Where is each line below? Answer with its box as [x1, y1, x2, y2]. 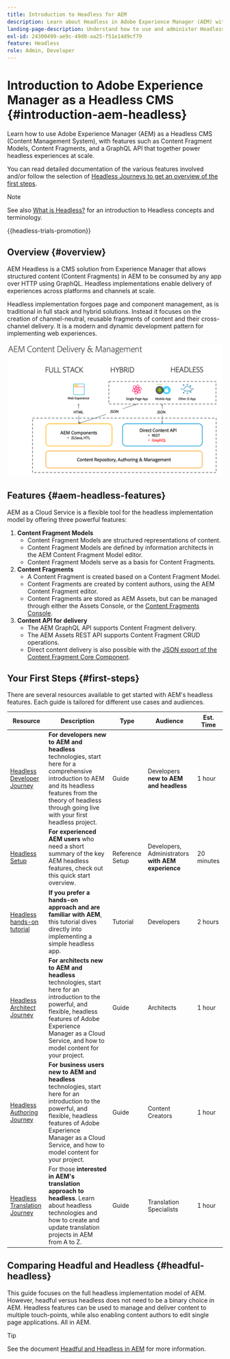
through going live [48, 803, 100, 812]
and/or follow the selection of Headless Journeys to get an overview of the [7, 172, 218, 180]
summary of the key [48, 849, 105, 858]
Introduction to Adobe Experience [7, 78, 203, 93]
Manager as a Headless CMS [7, 93, 175, 108]
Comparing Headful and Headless [7, 1260, 155, 1272]
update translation [48, 1223, 100, 1232]
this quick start [48, 871, 90, 880]
